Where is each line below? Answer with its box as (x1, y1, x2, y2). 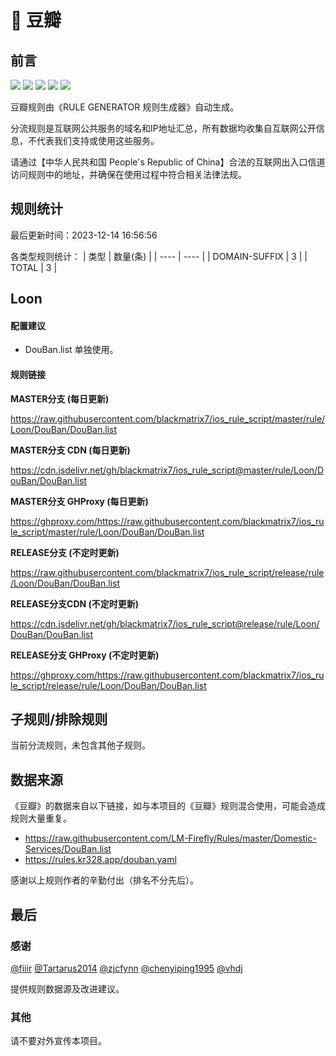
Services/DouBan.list (24, 843, 112, 855)
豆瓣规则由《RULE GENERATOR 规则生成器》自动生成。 (10, 101, 240, 113)
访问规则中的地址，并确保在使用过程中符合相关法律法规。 (10, 169, 247, 180)
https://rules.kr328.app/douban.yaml (24, 854, 177, 866)
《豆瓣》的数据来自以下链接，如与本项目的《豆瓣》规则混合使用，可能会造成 (10, 800, 326, 812)
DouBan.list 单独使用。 (24, 344, 119, 356)
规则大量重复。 (10, 812, 72, 825)
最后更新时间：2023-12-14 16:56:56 (10, 229, 158, 241)
